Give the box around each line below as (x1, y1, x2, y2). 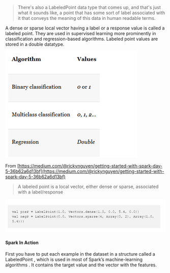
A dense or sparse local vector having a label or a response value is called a (5, 25, 165, 31)
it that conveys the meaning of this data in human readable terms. (17, 15, 156, 21)
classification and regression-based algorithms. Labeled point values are (5, 36, 158, 42)
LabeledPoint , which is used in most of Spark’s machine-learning (5, 256, 143, 262)
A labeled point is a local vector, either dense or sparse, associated (17, 183, 159, 189)
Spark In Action (5, 239, 39, 246)
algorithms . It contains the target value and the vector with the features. (5, 262, 157, 268)
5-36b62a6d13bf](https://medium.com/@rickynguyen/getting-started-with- (5, 168, 164, 174)
